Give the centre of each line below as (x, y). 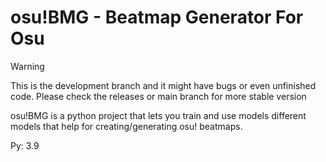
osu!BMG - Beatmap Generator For (157, 17)
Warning (27, 66)
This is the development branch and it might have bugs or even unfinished (163, 85)
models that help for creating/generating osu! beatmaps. (126, 126)
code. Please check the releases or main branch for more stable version (158, 96)
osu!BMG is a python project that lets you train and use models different (158, 115)
